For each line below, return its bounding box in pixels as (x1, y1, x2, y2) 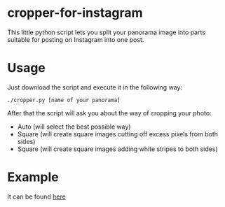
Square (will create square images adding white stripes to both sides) (17, 145, 219, 153)
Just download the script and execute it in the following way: (7, 83, 183, 92)
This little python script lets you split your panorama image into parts (7, 28, 205, 36)
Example (7, 169, 59, 185)
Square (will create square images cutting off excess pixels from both (17, 129, 219, 138)
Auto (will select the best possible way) (17, 122, 131, 131)
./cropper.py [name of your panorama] (7, 97, 121, 103)
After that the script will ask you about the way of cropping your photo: (7, 108, 212, 117)
